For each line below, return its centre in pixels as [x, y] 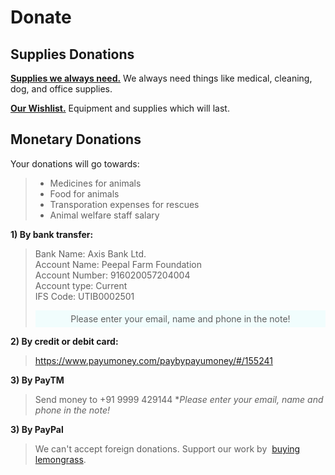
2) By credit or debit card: [64, 341]
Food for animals [84, 193]
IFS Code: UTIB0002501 [84, 296]
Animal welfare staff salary [104, 215]
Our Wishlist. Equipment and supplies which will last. [120, 108]
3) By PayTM [37, 380]
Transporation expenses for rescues [124, 204]
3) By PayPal [37, 429]
